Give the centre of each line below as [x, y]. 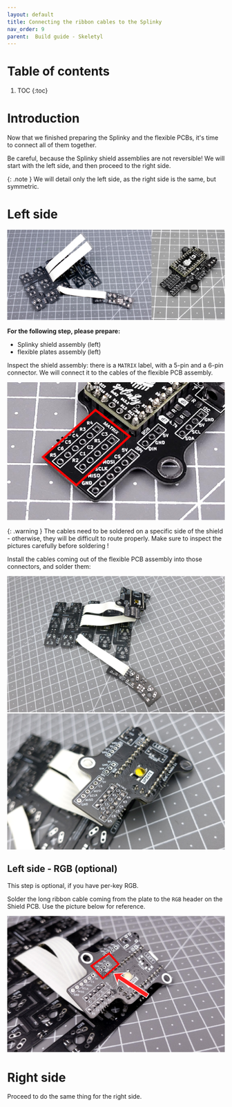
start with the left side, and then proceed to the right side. [89, 166]
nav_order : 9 [26, 29]
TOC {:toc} [32, 91]
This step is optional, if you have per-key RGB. [73, 885]
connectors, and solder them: [49, 566]
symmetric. [23, 187]
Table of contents [59, 72]
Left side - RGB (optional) [62, 869]
